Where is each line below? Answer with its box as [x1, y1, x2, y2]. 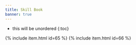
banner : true [5, 12, 32, 17]
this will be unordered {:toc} [12, 25, 69, 31]
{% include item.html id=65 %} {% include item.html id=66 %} [5, 35, 132, 41]
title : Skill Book [5, 7, 43, 12]
